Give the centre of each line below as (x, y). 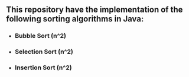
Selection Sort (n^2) (44, 52)
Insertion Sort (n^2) (43, 68)
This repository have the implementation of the (94, 10)
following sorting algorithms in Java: (75, 19)
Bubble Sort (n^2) (40, 36)
